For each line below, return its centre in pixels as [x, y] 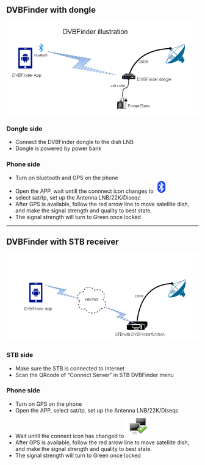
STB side [20, 355]
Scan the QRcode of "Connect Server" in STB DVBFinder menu [94, 375]
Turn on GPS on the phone [49, 404]
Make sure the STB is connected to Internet [70, 368]
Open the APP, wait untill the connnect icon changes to [84, 191]
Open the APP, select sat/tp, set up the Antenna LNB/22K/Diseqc [97, 410]
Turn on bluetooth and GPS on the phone [67, 178]
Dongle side [24, 129]
